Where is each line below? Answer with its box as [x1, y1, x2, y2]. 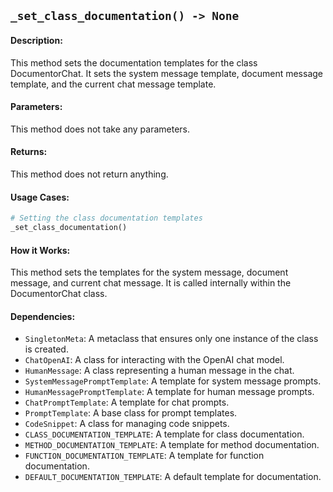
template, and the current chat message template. [10, 78, 217, 90]
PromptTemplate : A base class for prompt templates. [24, 407, 238, 419]
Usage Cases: [10, 191, 70, 203]
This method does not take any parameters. [10, 123, 190, 135]
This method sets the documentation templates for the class [10, 56, 258, 69]
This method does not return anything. [10, 168, 169, 180]
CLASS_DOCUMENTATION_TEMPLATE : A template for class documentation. [24, 428, 305, 440]
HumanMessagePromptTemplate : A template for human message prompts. [24, 386, 315, 398]
